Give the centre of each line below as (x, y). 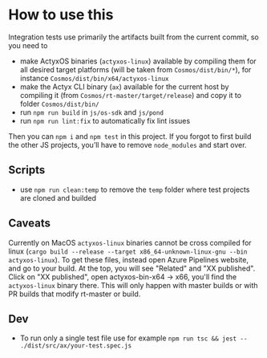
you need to (28, 45)
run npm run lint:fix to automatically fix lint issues (105, 120)
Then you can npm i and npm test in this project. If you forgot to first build (130, 136)
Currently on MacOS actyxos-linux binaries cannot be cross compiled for (130, 242)
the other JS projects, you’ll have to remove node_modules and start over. (127, 144)
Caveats (29, 224)
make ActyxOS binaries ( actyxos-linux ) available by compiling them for (138, 61)
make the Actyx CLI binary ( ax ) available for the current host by (124, 87)
